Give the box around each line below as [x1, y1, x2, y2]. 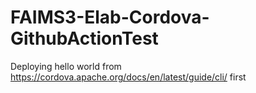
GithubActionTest [10, 27, 159, 50]
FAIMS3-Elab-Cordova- [10, 6, 210, 29]
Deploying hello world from [10, 60, 122, 72]
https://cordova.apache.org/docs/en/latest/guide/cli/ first [10, 71, 247, 83]
